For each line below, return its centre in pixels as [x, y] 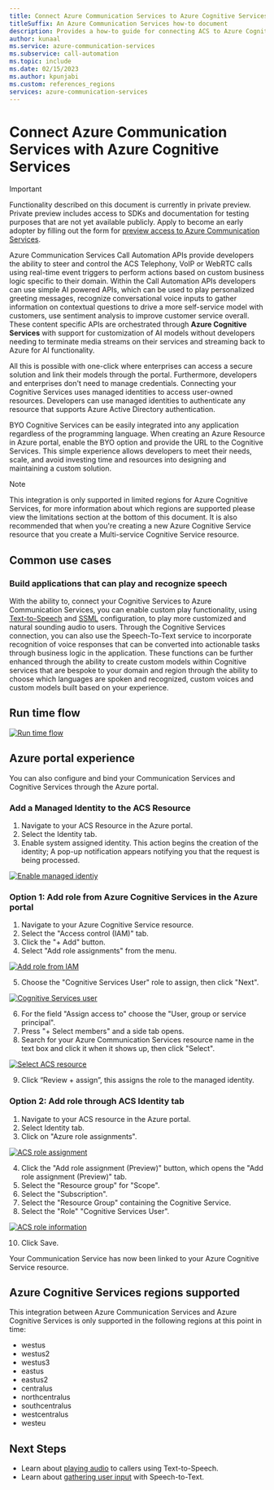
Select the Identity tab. [59, 834]
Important [26, 189]
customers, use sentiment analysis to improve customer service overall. [129, 316]
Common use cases [61, 560]
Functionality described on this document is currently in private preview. [130, 205]
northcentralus [46, 1397]
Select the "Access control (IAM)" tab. [85, 934]
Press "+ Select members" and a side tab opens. [102, 1032]
